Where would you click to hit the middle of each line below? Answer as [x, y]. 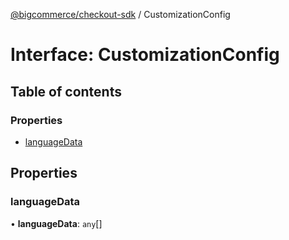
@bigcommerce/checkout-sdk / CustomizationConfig [120, 14]
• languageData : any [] [56, 223]
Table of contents [66, 91]
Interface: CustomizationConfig [145, 55]
